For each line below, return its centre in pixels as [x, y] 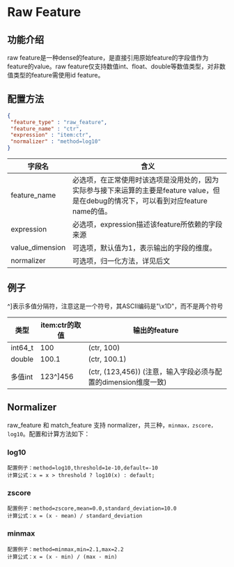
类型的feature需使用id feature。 [58, 75]
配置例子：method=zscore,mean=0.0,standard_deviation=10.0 [92, 509]
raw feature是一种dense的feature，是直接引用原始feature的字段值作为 [108, 58]
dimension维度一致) [134, 382]
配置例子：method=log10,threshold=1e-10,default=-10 [83, 468]
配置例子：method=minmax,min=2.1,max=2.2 [65, 549]
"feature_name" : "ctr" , [46, 129]
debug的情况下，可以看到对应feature [147, 201]
